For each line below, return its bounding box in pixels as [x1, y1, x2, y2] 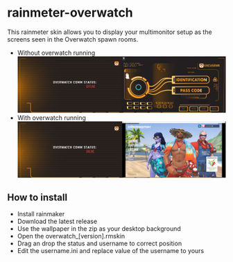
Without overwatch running [17, 49, 96, 57]
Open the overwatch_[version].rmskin [17, 232, 126, 240]
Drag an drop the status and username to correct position [17, 239, 182, 247]
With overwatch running [17, 114, 87, 122]
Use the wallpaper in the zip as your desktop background [17, 225, 182, 233]
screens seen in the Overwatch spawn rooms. [7, 35, 139, 43]
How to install [7, 191, 68, 203]
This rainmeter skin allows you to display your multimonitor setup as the [7, 28, 213, 36]
